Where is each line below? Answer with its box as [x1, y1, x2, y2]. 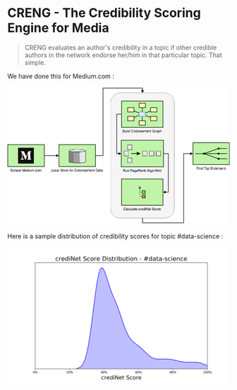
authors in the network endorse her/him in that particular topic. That [24, 51, 222, 59]
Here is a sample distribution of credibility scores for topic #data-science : [7, 231, 224, 240]
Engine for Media [7, 20, 109, 36]
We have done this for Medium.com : [7, 72, 115, 80]
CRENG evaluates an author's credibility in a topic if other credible [24, 43, 217, 51]
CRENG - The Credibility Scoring [7, 5, 201, 21]
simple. [24, 58, 46, 66]
